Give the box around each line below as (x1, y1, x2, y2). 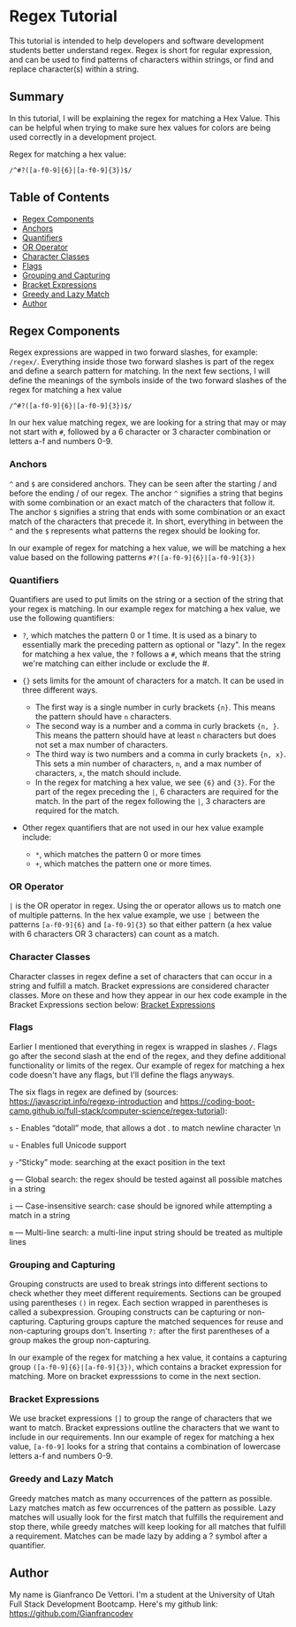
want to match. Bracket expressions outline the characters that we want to (9, 1423, 280, 1433)
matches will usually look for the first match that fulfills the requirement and (9, 1511, 285, 1523)
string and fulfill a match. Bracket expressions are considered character (9, 980, 269, 991)
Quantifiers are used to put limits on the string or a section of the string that (9, 594, 285, 604)
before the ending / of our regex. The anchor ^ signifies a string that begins (9, 487, 284, 498)
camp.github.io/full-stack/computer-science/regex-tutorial (9, 1105, 223, 1116)
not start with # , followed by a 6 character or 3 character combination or (9, 426, 271, 437)
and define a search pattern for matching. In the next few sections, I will (9, 365, 271, 377)
